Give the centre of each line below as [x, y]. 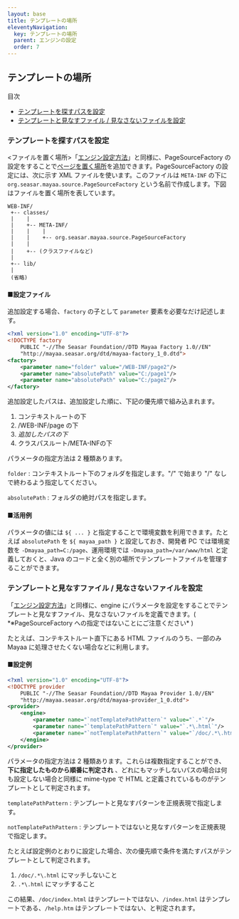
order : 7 [27, 47]
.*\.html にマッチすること [57, 883]
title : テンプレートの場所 [42, 21]
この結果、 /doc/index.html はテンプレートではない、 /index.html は [107, 899]
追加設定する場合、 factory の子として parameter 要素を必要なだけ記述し [113, 311]
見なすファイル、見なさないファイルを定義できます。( [117, 614]
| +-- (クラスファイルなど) [52, 251]
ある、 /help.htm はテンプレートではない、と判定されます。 [112, 908]
